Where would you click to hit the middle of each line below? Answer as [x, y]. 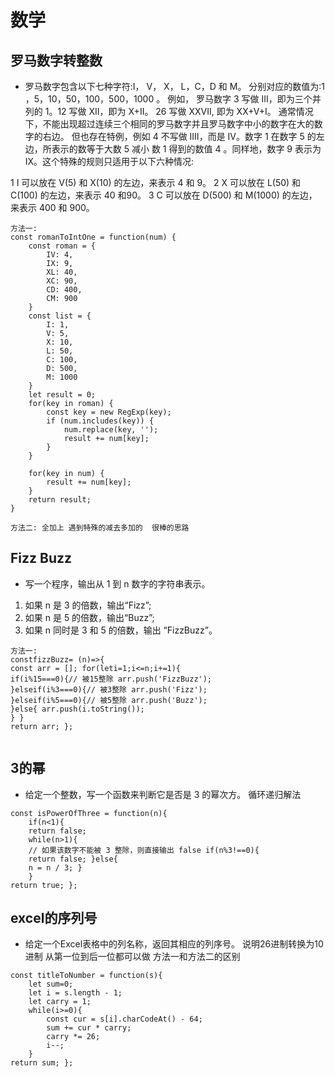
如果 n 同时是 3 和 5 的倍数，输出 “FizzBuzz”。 [121, 630]
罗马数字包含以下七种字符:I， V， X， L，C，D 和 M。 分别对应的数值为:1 [175, 86]
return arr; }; [42, 726]
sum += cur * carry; [89, 1028]
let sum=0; [51, 984]
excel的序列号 [54, 918]
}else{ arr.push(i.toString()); [77, 709]
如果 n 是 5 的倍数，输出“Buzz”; [89, 617]
